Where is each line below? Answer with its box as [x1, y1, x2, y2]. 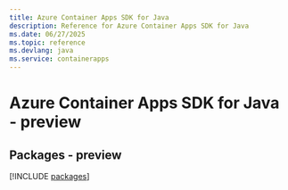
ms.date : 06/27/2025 [9, 29, 86, 38]
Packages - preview [9, 147, 122, 162]
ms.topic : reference [9, 37, 86, 47]
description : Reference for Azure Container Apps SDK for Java [9, 21, 250, 30]
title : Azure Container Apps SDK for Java [9, 12, 169, 22]
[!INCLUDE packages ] [9, 171, 90, 181]
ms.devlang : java [9, 46, 74, 55]
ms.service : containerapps [9, 54, 110, 63]
